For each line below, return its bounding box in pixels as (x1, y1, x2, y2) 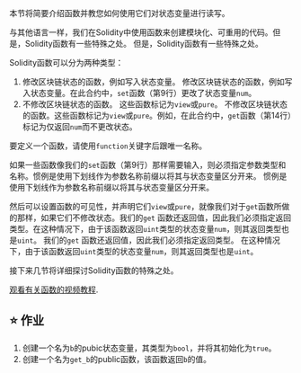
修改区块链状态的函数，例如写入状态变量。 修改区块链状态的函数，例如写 (22, 76, 293, 87)
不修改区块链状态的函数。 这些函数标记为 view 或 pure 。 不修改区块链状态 (22, 99, 288, 110)
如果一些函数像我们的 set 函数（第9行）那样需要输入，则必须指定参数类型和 (9, 160, 287, 170)
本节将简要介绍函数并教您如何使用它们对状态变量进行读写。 (9, 8, 230, 18)
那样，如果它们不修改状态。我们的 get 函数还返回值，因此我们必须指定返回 (16, 212, 292, 223)
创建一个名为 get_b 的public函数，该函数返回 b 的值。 (22, 353, 211, 364)
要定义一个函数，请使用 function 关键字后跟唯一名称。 (9, 140, 208, 151)
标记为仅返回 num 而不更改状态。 (22, 121, 137, 132)
